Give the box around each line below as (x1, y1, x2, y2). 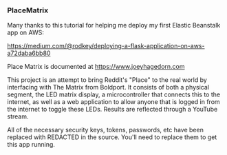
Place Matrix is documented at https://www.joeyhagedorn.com (7, 63, 185, 71)
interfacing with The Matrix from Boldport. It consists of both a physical (7, 83, 210, 92)
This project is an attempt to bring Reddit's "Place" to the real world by (7, 76, 208, 84)
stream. (7, 112, 29, 121)
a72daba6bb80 (7, 49, 51, 57)
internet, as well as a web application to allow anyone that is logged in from (7, 98, 220, 106)
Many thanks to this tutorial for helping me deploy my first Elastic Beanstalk (7, 21, 221, 30)
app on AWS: (7, 28, 45, 37)
